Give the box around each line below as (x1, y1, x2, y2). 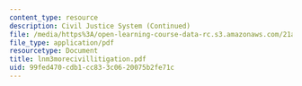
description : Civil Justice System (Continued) (9, 21, 191, 30)
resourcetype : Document (9, 47, 99, 56)
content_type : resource (9, 13, 99, 22)
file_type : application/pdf (9, 38, 115, 47)
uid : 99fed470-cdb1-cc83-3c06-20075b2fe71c (9, 64, 175, 73)
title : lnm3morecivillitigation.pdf (9, 55, 147, 64)
